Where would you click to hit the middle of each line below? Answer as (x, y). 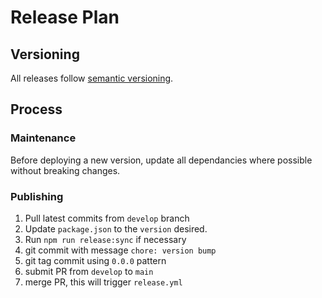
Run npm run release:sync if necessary (105, 239)
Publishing (37, 196)
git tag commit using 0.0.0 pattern (95, 260)
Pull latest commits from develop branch (107, 218)
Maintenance (43, 138)
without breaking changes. (65, 170)
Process (36, 109)
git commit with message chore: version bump (120, 250)
